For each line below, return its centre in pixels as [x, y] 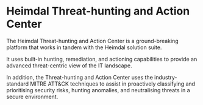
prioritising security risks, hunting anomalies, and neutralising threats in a [98, 90]
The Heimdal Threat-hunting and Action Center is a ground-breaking [92, 41]
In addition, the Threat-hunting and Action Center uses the [80, 77]
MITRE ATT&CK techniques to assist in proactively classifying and [113, 84]
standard [18, 84]
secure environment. [32, 97]
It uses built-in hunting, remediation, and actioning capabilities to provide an [102, 59]
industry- [166, 77]
